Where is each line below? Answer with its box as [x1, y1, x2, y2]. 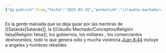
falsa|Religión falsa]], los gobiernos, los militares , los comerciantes [5, 31, 142, 37]
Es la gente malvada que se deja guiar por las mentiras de [5, 21, 123, 27]
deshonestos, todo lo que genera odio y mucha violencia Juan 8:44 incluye [5, 37, 159, 43]
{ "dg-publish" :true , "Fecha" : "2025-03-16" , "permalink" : [5, 7, 121, 12]
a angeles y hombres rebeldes [5, 42, 67, 48]
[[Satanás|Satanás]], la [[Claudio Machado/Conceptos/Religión [5, 26, 133, 32]
